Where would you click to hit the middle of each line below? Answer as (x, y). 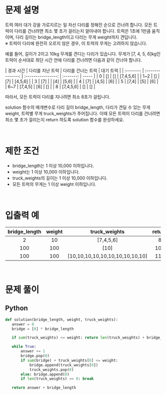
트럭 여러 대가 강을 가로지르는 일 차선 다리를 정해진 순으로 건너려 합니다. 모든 (79, 25)
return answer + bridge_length (44, 388)
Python (17, 308)
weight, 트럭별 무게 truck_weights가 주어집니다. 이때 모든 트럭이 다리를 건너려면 (83, 113)
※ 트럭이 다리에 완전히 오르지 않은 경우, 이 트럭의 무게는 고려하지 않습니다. (76, 43)
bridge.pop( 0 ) (35, 356)
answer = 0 (23, 324)
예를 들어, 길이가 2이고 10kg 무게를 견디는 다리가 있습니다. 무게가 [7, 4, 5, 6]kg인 (83, 54)
